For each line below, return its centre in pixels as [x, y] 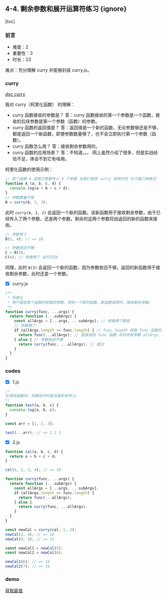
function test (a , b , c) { [32, 405]
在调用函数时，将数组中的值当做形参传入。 [42, 396]
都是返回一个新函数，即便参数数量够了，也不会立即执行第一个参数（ [82, 134]
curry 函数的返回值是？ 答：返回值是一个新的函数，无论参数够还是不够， [86, 128]
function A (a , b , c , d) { [33, 184]
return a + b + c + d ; [33, 456]
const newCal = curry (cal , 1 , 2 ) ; [41, 530]
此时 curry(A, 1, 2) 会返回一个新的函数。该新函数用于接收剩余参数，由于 [81, 212]
